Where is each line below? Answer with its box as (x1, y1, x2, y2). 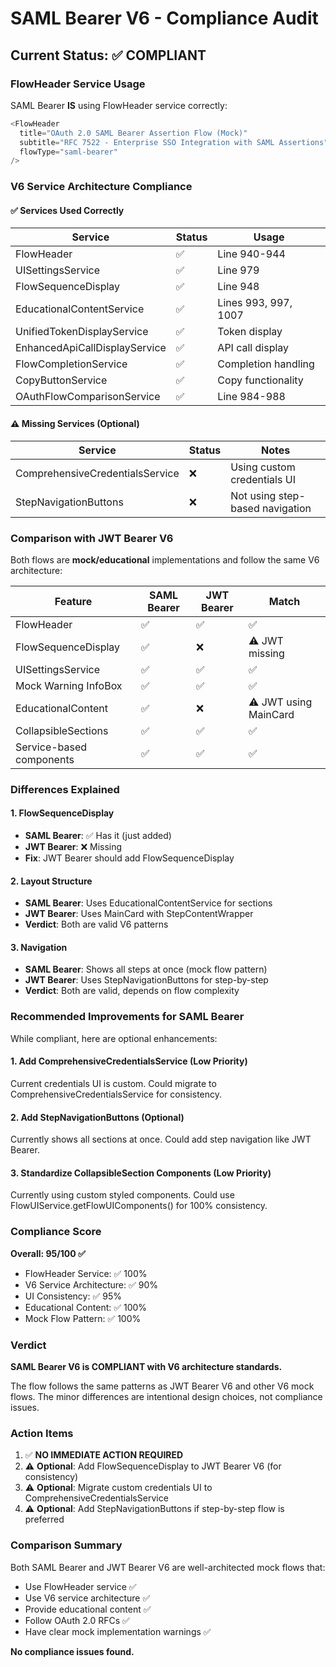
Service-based (15, 740, 88, 754)
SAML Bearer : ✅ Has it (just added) (24, 830, 172, 841)
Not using (230, 488, 277, 502)
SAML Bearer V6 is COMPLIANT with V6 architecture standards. (10, 1360, 283, 1372)
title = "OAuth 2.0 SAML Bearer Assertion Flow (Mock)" (19, 128, 248, 138)
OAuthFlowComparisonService (15, 390, 161, 404)
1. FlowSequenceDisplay (10, 807, 115, 819)
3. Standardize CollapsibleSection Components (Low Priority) (10, 1167, 272, 1179)
